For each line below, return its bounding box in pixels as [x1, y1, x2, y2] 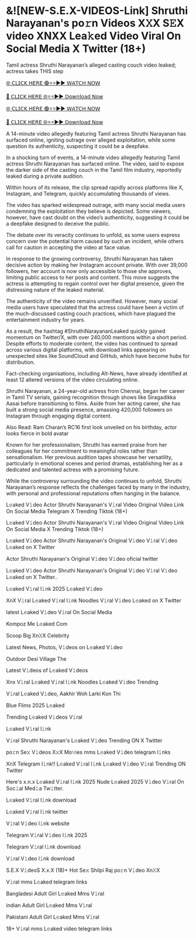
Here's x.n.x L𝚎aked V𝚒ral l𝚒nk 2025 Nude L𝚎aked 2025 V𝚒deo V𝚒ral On [6, 778, 184, 785]
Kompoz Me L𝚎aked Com [6, 620, 68, 627]
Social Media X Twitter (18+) [6, 42, 146, 56]
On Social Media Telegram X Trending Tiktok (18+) [6, 508, 128, 515]
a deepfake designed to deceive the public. [6, 220, 111, 227]
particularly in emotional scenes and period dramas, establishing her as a [6, 460, 183, 467]
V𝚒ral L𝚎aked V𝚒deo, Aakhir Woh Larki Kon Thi [6, 690, 121, 697]
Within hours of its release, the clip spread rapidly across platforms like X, [6, 184, 184, 191]
